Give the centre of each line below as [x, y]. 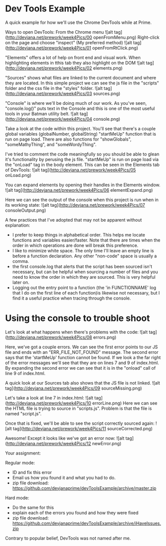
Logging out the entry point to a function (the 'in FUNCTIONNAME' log [84, 287]
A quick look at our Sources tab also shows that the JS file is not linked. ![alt [83, 383]
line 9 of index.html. [25, 373]
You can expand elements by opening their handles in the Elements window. [83, 185]
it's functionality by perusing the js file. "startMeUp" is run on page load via [82, 159]
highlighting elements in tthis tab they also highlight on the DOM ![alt [75, 63]
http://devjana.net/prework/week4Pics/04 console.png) [63, 119]
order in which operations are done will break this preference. [75, 245]
